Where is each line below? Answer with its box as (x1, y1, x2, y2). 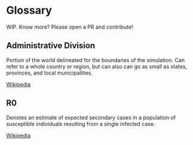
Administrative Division (6, 41, 96, 51)
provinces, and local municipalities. (6, 69, 93, 76)
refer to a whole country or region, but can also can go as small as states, (6, 63, 187, 70)
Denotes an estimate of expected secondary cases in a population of (6, 114, 176, 121)
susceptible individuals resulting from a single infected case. (6, 120, 155, 127)
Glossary (6, 4, 53, 17)
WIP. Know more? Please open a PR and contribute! (6, 23, 133, 30)
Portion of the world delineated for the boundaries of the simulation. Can (6, 56, 185, 63)
